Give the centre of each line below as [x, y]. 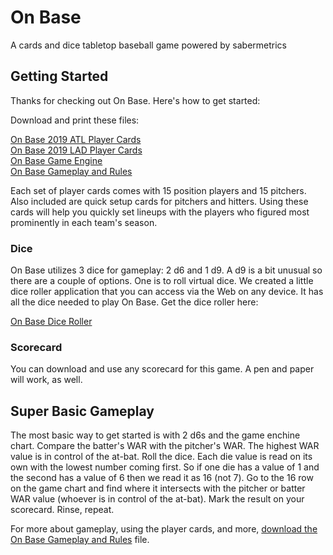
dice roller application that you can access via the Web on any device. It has [167, 292]
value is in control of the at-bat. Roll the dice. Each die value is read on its [161, 457]
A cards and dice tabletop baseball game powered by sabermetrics [148, 45]
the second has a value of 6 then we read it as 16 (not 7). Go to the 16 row [162, 478]
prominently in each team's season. [84, 222]
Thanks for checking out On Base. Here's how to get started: [135, 100]
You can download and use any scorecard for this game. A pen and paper [162, 369]
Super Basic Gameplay [82, 411]
